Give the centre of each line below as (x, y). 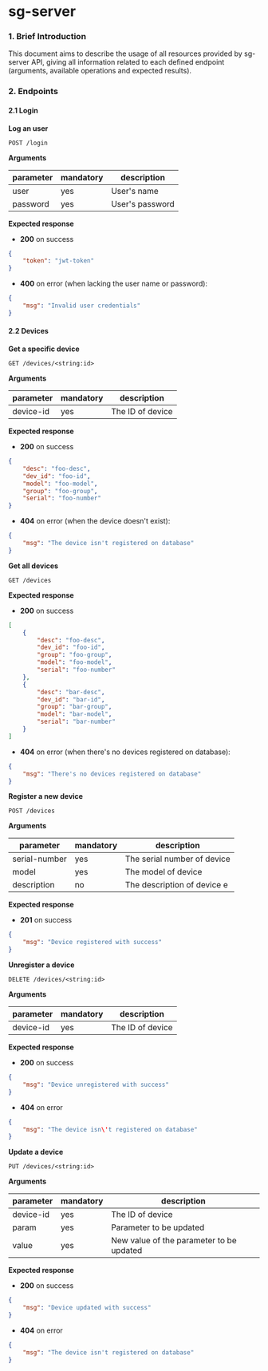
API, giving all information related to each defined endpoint (128, 62)
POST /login (28, 143)
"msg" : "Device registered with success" (92, 942)
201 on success (46, 920)
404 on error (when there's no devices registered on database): (125, 752)
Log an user (28, 128)
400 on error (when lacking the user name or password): (114, 284)
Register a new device (46, 796)
